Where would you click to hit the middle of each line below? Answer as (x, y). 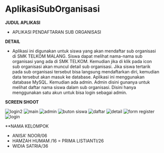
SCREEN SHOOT (22, 102)
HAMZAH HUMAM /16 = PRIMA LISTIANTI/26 (58, 141)
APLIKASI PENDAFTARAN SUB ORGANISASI (57, 32)
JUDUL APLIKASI (23, 22)
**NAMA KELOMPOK (27, 126)
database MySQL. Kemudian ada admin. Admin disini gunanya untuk (81, 82)
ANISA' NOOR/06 (30, 135)
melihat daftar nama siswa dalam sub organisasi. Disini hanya (74, 87)
